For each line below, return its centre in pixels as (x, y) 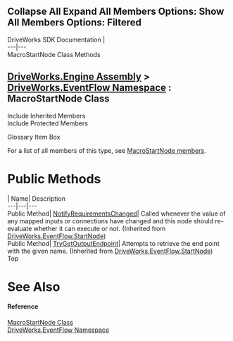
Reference (23, 306)
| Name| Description (36, 198)
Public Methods (54, 179)
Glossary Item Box (34, 137)
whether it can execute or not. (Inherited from (100, 228)
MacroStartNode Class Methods (54, 54)
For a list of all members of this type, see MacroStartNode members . (107, 150)
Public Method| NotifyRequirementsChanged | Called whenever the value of (116, 213)
